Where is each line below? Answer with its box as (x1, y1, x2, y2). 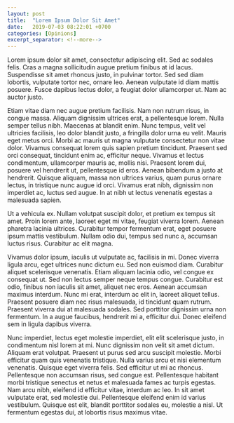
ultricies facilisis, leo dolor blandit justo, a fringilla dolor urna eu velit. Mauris (7, 129, 227, 137)
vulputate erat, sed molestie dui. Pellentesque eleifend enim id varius (7, 394, 207, 402)
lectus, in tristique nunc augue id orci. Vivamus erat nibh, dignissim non (7, 181, 214, 189)
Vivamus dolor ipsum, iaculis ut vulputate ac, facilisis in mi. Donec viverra (7, 253, 219, 262)
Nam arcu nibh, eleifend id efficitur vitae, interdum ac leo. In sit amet (7, 386, 205, 394)
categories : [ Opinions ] (7, 29, 77, 37)
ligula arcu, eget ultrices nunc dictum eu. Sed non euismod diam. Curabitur (7, 260, 224, 269)
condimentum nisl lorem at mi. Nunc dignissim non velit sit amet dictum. (7, 341, 215, 349)
